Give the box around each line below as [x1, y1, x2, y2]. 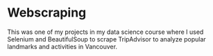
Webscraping [7, 5, 87, 21]
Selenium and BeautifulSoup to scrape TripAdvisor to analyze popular [7, 35, 206, 43]
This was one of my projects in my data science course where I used [7, 28, 204, 36]
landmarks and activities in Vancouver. [7, 42, 118, 50]
